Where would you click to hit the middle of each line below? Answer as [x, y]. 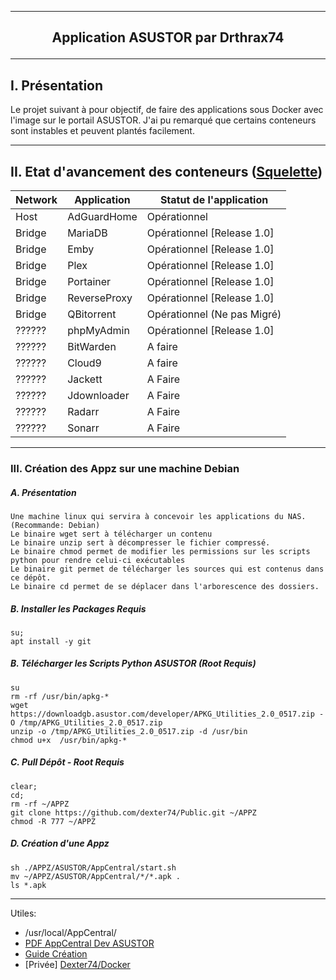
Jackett [85, 379]
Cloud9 [84, 363]
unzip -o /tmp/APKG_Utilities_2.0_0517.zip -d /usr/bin [129, 731]
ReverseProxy [100, 298]
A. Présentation [43, 492]
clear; [24, 786]
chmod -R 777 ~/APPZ [53, 821]
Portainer [89, 282]
